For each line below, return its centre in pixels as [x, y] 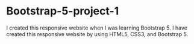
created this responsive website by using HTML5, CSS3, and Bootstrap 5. [97, 34]
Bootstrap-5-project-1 [63, 11]
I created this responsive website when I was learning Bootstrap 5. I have [97, 28]
